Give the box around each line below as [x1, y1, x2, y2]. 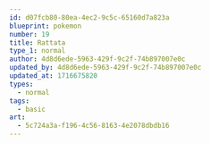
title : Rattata [9, 38, 66, 47]
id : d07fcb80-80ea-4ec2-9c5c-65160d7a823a [9, 13, 170, 22]
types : [9, 80, 34, 89]
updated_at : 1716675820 [9, 72, 98, 80]
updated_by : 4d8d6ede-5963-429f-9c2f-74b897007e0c [9, 64, 202, 72]
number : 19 [9, 30, 50, 38]
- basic [17, 105, 46, 114]
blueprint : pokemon [9, 21, 82, 30]
